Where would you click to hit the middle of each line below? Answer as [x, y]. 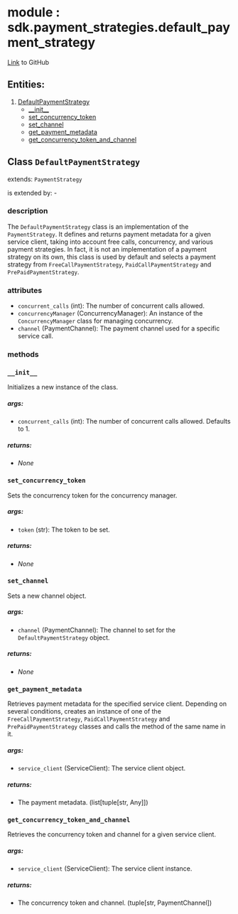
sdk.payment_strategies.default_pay [119, 27]
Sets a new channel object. [47, 596]
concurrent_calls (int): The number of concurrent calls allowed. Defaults [124, 421]
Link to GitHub [28, 62]
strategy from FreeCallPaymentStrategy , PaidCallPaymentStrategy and [109, 264]
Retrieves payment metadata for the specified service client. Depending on [117, 704]
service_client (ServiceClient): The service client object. [102, 768]
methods [23, 355]
